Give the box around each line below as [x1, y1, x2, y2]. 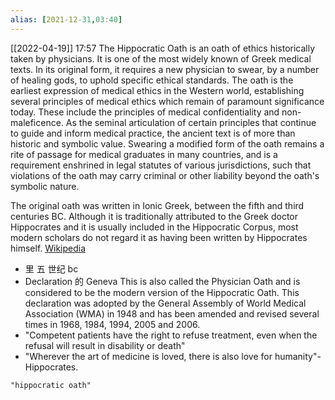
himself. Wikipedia [10, 242, 87, 254]
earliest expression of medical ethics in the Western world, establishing [10, 84, 305, 96]
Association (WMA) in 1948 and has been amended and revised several [24, 307, 320, 320]
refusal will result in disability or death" [24, 339, 186, 351]
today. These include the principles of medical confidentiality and [10, 106, 280, 118]
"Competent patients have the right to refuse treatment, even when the [24, 329, 318, 341]
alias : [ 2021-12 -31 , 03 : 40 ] [10, 14, 123, 25]
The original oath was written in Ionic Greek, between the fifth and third [10, 199, 305, 211]
